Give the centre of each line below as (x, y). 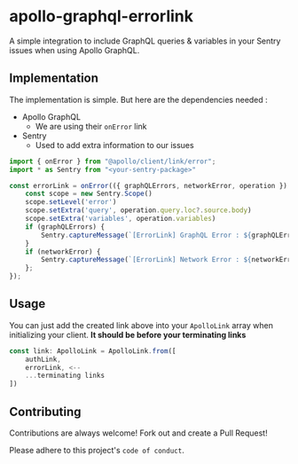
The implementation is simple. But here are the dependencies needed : (138, 99)
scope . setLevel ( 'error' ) (71, 202)
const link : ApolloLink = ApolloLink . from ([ (93, 351)
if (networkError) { (63, 252)
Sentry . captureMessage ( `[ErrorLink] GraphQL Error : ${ (146, 235)
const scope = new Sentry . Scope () (89, 194)
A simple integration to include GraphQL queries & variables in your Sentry (145, 41)
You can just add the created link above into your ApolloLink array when (141, 325)
